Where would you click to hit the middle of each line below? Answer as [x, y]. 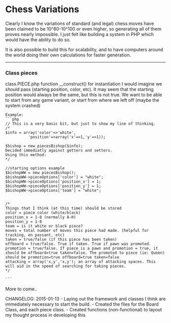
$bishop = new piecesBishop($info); [44, 146]
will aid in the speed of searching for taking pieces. [66, 266]
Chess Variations [42, 9]
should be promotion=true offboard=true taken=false [62, 257]
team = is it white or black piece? [44, 226]
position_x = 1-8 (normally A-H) [41, 217]
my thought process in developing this [45, 315]
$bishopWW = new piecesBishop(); [41, 173]
